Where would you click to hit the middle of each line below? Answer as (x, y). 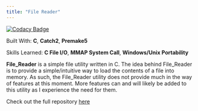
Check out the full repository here (48, 101)
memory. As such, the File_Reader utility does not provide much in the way (99, 77)
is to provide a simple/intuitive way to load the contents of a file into (90, 71)
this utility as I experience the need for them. (62, 90)
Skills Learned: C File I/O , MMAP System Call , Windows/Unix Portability (97, 52)
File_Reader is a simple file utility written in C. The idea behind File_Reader (99, 64)
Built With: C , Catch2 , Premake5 (47, 40)
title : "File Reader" (34, 12)
